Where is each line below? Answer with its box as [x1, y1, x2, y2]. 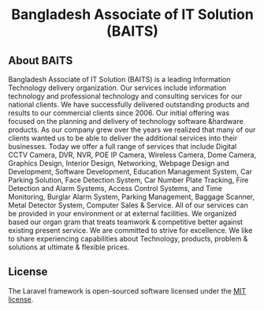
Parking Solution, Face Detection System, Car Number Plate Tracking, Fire [8, 175, 249, 185]
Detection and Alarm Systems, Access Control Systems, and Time [8, 184, 222, 193]
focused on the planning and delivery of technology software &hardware [8, 117, 244, 126]
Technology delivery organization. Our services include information [8, 83, 227, 92]
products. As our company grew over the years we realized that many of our [8, 125, 256, 134]
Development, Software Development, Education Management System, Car [8, 167, 252, 176]
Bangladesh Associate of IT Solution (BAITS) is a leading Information [8, 75, 231, 84]
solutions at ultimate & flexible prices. [8, 242, 130, 252]
